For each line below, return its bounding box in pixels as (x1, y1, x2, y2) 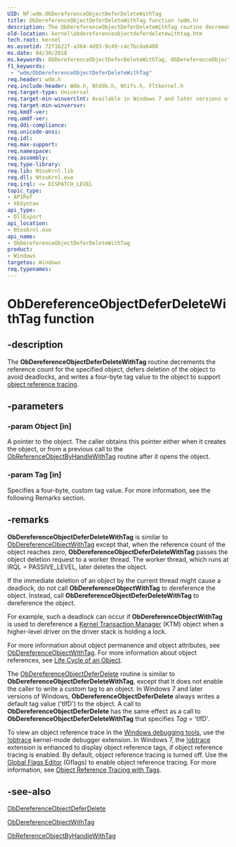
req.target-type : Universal (7, 89, 90, 96)
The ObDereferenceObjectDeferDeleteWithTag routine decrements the (7, 357, 216, 366)
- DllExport (7, 213, 42, 220)
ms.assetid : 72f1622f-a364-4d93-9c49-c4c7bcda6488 (7, 43, 159, 50)
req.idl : (7, 134, 33, 142)
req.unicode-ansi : (7, 128, 61, 135)
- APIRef (7, 194, 33, 201)
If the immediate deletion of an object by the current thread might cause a (7, 576, 221, 584)
